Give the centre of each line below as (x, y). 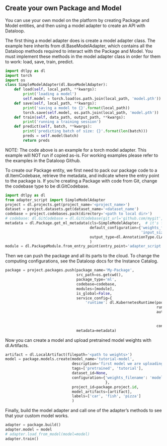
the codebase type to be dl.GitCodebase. (47, 186)
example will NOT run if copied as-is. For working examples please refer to (82, 155)
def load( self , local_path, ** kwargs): (55, 89)
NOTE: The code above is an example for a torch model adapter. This (76, 150)
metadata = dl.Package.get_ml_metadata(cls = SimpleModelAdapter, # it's (82, 223)
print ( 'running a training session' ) (62, 122)
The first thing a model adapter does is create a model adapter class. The (80, 40)
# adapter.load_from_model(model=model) (48, 434)
